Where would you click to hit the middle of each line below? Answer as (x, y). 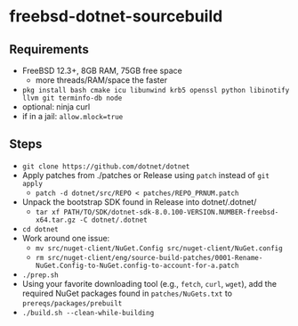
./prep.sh (40, 275)
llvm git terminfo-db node (72, 98)
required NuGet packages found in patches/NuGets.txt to (127, 293)
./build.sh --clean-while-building (88, 313)
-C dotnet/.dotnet (114, 220)
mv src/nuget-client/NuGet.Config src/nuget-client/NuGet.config (159, 248)
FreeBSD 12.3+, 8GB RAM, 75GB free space (102, 70)
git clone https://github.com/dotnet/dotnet (106, 167)
